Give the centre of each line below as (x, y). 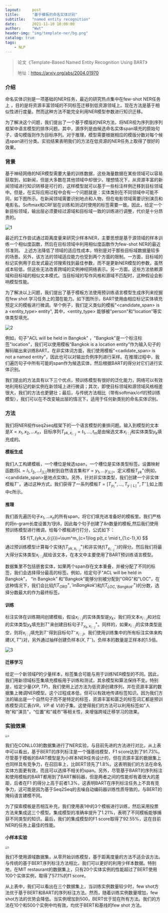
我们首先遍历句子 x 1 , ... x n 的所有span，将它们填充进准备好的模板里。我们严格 (83, 517)
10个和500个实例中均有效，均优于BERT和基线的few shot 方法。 (79, 905)
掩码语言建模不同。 (25, 795)
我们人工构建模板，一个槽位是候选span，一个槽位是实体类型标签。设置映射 (82, 464)
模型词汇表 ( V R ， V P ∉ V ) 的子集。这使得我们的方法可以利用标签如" (77, 705)
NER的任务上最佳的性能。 (31, 825)
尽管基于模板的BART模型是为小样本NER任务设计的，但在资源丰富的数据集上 (83, 758)
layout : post (23, 10)
